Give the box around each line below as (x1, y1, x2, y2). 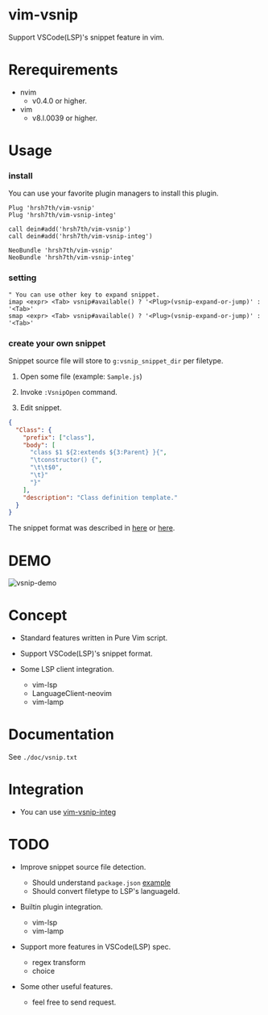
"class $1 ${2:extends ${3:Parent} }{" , (29, 448, 167, 457)
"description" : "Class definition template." (23, 493, 179, 501)
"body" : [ (23, 441, 56, 449)
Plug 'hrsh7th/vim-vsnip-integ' (8, 212, 117, 220)
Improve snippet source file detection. (19, 862, 146, 872)
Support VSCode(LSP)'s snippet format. (19, 648, 153, 659)
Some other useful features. (19, 982, 113, 992)
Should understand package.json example (31, 878, 171, 887)
